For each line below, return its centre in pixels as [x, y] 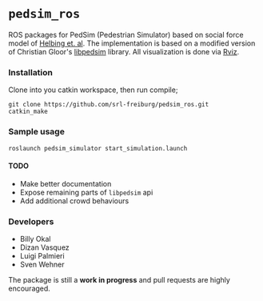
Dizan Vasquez [44, 247]
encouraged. [29, 289]
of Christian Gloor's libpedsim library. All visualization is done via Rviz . [124, 51]
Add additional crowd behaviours [74, 201]
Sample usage [37, 132]
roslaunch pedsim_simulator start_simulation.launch [98, 148]
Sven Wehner [42, 265]
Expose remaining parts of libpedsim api [86, 192]
